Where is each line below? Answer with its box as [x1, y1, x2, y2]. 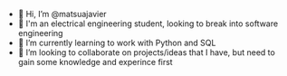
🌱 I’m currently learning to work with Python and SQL [17, 37, 216, 48]
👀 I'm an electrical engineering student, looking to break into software [17, 18, 279, 29]
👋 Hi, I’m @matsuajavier [17, 9, 107, 19]
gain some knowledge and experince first [17, 57, 174, 67]
